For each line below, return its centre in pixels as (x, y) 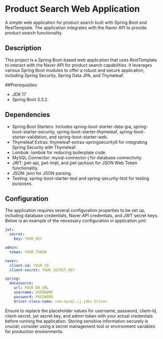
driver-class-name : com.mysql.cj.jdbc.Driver (61, 301)
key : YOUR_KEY (28, 239)
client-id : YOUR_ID (29, 265)
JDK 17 (19, 94)
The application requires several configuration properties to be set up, (75, 210)
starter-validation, (30, 137)
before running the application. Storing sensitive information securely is (77, 321)
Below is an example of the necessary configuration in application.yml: (76, 221)
